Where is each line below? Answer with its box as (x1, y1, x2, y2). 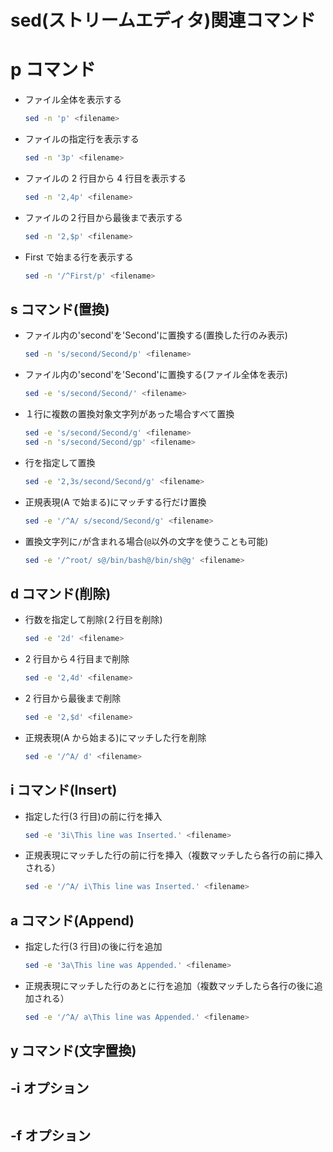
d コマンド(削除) (10, 585, 112, 602)
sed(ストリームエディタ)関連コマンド (10, 9, 317, 32)
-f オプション (10, 1127, 92, 1145)
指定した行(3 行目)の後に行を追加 (24, 941, 163, 953)
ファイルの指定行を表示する (24, 133, 140, 145)
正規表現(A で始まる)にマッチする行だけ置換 (24, 496, 207, 508)
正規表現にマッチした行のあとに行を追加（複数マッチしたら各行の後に (24, 980, 315, 991)
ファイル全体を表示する (24, 94, 122, 106)
